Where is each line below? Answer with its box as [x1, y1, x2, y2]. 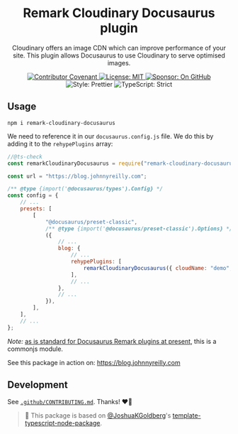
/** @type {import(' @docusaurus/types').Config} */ [7, 185, 163, 192]
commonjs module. [7, 345, 64, 353]
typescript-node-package [24, 419, 101, 428]
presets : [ [20, 205, 52, 212]
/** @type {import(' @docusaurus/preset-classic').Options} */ [45, 225, 233, 232]
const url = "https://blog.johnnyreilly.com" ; [7, 173, 147, 180]
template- [172, 411, 201, 420]
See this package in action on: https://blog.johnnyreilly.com [7, 358, 181, 367]
